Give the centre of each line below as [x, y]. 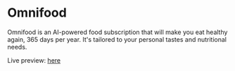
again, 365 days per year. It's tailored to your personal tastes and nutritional [117, 39]
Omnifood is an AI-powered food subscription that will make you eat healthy [118, 32]
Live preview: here [34, 60]
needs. [17, 47]
